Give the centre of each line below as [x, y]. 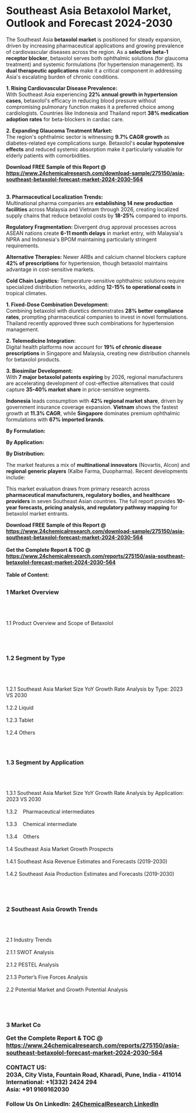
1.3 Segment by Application [45, 762]
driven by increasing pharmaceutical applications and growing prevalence [95, 46]
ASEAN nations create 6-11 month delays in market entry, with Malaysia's [94, 233]
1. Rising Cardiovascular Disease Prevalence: [62, 88]
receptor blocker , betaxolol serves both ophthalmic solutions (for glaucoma [97, 58]
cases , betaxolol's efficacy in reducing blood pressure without [81, 100]
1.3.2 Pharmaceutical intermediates [50, 812]
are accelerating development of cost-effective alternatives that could [90, 383]
